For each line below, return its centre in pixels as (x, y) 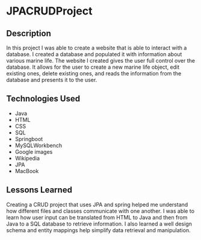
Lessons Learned (39, 190)
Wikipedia (27, 158)
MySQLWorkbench (38, 145)
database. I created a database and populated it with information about (94, 54)
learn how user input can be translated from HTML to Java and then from (97, 217)
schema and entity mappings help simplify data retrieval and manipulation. (98, 230)
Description (29, 33)
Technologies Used (43, 99)
